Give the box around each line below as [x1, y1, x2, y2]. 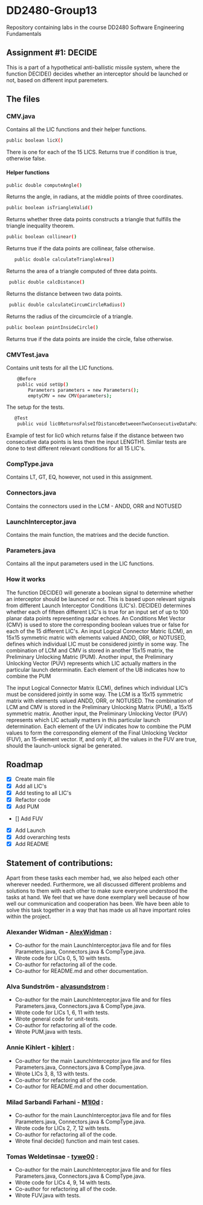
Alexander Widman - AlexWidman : [6, 927, 112, 936]
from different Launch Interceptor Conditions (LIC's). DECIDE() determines [6, 602, 192, 609]
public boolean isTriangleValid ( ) [6, 205, 94, 211]
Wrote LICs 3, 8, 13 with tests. [14, 1070, 89, 1077]
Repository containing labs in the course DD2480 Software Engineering [6, 24, 184, 31]
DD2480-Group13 [6, 4, 97, 18]
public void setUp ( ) [17, 382, 69, 388]
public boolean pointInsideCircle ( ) [6, 324, 98, 330]
